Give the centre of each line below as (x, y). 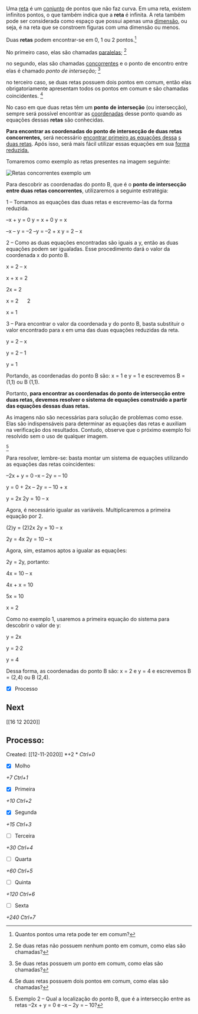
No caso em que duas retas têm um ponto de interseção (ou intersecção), (97, 107)
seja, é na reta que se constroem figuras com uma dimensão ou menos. (93, 27)
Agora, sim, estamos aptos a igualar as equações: (67, 550)
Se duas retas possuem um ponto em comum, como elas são (89, 963)
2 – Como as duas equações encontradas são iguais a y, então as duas (92, 242)
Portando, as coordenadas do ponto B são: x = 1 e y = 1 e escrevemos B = (96, 375)
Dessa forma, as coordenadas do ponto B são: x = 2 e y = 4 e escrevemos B (99, 671)
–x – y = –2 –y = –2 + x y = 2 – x (44, 231)
